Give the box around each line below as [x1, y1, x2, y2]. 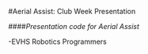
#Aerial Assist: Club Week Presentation [8, 7, 136, 16]
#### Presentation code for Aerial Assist [8, 22, 140, 31]
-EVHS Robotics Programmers [8, 37, 107, 46]
